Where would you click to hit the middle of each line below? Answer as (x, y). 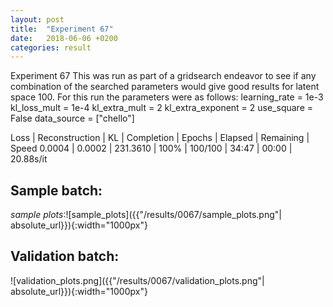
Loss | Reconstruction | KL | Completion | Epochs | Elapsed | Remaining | (160, 138)
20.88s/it (29, 159)
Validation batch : (65, 256)
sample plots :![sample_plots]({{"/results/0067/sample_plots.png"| (146, 215)
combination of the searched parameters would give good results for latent (165, 87)
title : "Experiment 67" (62, 29)
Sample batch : (56, 190)
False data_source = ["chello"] (72, 118)
